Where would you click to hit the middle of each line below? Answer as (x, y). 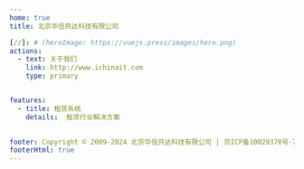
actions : (26, 51)
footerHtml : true (42, 150)
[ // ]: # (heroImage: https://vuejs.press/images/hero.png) (123, 42)
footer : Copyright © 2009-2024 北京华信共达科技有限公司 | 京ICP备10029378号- (151, 142)
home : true (30, 18)
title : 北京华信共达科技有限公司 (64, 26)
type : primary (52, 76)
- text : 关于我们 (47, 60)
